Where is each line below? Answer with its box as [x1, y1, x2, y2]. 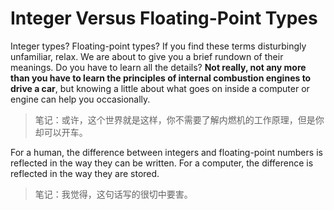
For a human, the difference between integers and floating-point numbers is [10, 146, 323, 158]
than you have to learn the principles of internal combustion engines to [10, 72, 312, 84]
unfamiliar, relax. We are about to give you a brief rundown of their [10, 50, 284, 62]
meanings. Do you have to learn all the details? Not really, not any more [10, 61, 307, 73]
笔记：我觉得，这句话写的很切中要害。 [34, 188, 193, 200]
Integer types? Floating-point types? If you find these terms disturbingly [10, 40, 307, 52]
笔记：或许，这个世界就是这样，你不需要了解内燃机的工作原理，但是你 [34, 113, 325, 126]
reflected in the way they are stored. [10, 167, 160, 179]
